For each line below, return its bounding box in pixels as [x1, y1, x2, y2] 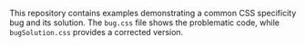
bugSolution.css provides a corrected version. [9, 27, 184, 37]
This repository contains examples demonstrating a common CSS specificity [9, 8, 297, 18]
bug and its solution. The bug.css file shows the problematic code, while [9, 17, 280, 28]
